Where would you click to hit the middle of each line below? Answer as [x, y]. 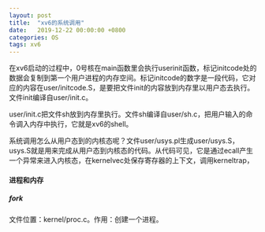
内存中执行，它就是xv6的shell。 [81, 124]
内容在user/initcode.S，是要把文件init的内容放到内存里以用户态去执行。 [138, 88]
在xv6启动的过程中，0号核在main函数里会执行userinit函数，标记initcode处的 [133, 68]
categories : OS [34, 37]
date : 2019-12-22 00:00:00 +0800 [67, 30]
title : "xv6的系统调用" [47, 23]
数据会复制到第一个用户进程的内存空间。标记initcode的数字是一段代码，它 [129, 78]
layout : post [30, 15]
